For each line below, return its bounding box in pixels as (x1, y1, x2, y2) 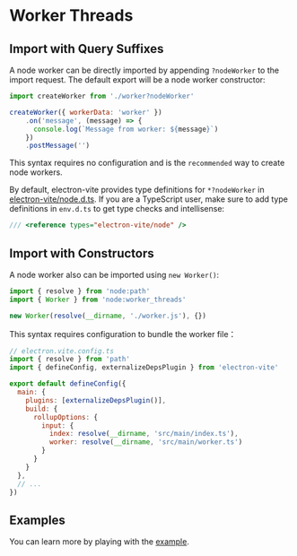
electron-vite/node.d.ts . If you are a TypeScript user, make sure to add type (9, 194, 289, 204)
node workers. (9, 167, 63, 178)
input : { (41, 421, 74, 430)
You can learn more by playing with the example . (9, 536, 190, 547)
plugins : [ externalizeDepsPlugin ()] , (25, 395, 167, 404)
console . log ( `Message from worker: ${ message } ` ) (32, 125, 219, 134)
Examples (9, 512, 66, 527)
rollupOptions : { (32, 413, 99, 421)
